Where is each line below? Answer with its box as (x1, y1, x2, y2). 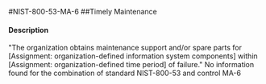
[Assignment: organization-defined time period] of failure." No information (8, 60, 255, 70)
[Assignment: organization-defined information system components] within (8, 51, 258, 61)
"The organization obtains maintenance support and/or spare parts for (8, 43, 242, 53)
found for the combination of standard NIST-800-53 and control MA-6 (8, 68, 242, 78)
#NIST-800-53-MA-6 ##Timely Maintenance (8, 7, 157, 16)
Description (8, 25, 49, 34)
